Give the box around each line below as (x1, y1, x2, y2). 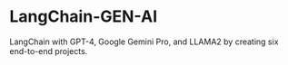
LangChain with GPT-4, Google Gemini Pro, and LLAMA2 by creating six (9, 36, 279, 47)
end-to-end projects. (9, 45, 88, 56)
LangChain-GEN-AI (9, 6, 158, 27)
